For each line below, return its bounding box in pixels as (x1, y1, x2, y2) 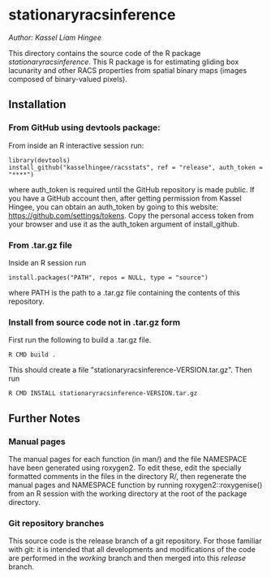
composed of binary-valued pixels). (8, 74, 127, 84)
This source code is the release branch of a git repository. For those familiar (8, 536, 262, 546)
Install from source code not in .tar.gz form (8, 317, 181, 328)
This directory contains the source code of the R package (8, 48, 201, 58)
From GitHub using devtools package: (8, 122, 161, 133)
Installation (8, 97, 67, 111)
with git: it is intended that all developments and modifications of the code (8, 545, 256, 554)
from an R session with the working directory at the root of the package (8, 489, 247, 498)
